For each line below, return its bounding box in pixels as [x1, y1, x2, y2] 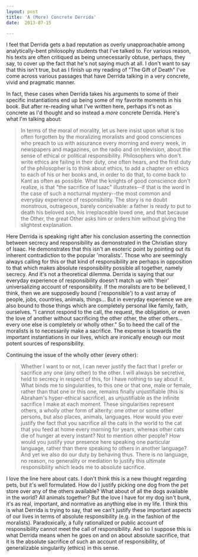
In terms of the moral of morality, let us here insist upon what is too [20, 127, 184, 134]
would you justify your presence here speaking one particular [20, 438, 171, 446]
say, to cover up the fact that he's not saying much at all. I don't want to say [6, 60, 190, 67]
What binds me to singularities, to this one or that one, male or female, [20, 382, 192, 389]
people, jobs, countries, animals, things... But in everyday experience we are [6, 296, 192, 303]
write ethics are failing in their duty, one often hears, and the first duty [20, 158, 191, 166]
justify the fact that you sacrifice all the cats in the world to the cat [20, 420, 182, 427]
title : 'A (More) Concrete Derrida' [6, 14, 96, 20]
